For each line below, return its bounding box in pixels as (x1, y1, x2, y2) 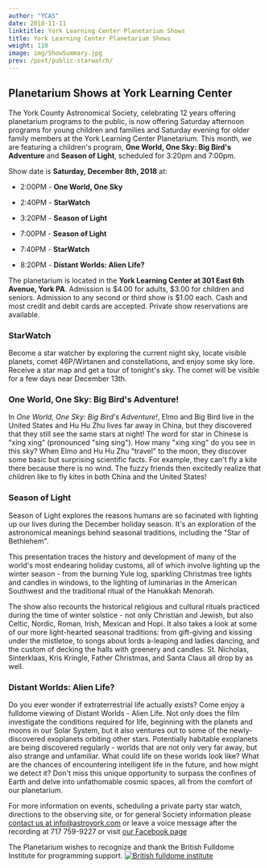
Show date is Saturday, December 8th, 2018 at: (8, 166, 168, 176)
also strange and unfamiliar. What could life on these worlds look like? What (8, 750, 259, 761)
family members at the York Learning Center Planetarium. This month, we (8, 134, 252, 143)
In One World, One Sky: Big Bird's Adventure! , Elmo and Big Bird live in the (8, 412, 255, 422)
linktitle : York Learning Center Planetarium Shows (8, 27, 185, 35)
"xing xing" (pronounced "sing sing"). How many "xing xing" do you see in (8, 438, 256, 448)
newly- (229, 725, 253, 735)
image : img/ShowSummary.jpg (8, 49, 103, 57)
